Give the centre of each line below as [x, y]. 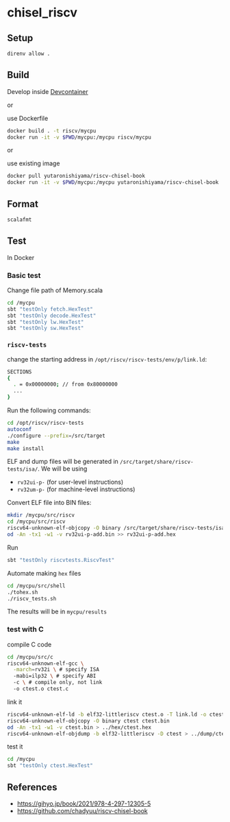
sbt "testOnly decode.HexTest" [52, 316]
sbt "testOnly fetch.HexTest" [50, 309]
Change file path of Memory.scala [55, 290]
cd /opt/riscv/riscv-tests [46, 423]
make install [26, 448]
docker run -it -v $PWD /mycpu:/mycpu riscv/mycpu [79, 137]
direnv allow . [29, 54]
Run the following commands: [49, 410]
